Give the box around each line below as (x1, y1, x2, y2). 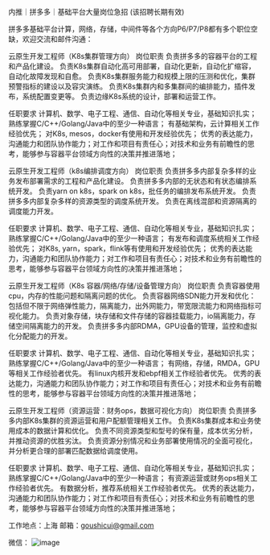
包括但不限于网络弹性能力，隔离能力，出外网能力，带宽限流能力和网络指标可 (8, 301, 262, 310)
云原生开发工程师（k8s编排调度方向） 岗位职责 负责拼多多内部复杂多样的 (8, 166, 250, 176)
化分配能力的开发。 (8, 331, 72, 341)
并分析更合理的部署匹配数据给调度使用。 (8, 446, 142, 455)
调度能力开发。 (8, 206, 58, 216)
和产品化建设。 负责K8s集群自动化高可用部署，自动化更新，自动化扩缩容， (8, 61, 256, 71)
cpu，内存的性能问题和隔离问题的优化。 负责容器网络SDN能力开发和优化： (8, 291, 256, 300)
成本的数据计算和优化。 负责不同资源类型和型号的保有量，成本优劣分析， (14, 426, 257, 435)
